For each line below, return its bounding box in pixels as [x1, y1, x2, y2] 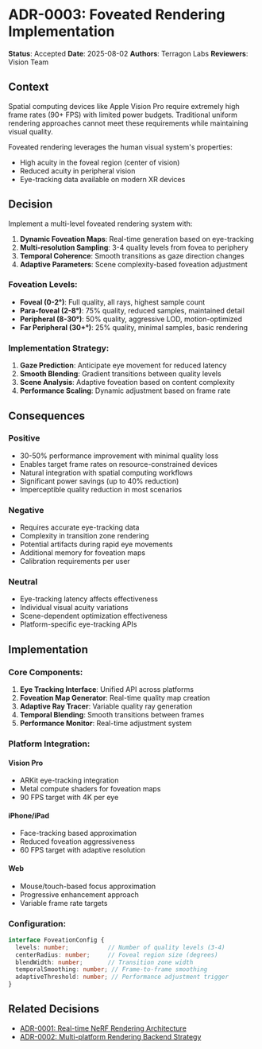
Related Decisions [8, 1002, 100, 1016]
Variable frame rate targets [19, 898, 108, 907]
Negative [8, 504, 44, 515]
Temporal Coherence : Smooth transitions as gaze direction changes [19, 251, 245, 260]
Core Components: [8, 666, 83, 678]
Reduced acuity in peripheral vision [19, 165, 136, 176]
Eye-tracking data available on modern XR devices [19, 174, 186, 184]
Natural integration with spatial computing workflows [19, 468, 193, 477]
